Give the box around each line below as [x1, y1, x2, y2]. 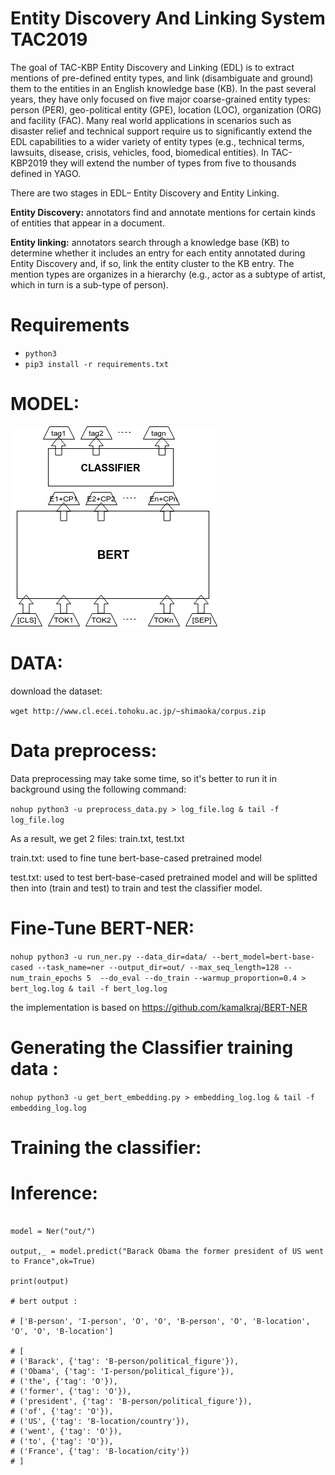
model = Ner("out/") [10, 1226, 97, 1236]
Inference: [10, 1182, 98, 1204]
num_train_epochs [10, 973, 83, 983]
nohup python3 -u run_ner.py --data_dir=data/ [10, 952, 208, 962]
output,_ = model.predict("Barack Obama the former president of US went [10, 1246, 325, 1256]
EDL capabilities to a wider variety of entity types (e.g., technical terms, [10, 135, 305, 147]
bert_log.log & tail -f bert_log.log [10, 983, 168, 994]
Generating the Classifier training [10, 1036, 294, 1059]
